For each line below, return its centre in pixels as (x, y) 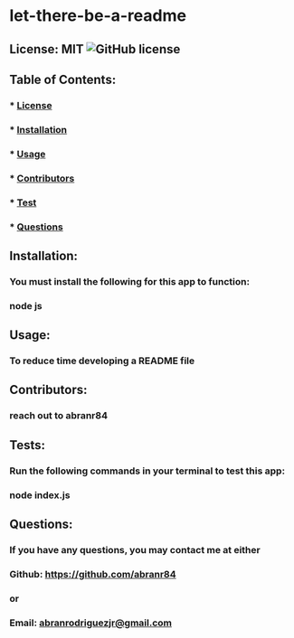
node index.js (40, 495)
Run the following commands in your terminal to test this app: (147, 471)
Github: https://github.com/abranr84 (93, 574)
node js (26, 305)
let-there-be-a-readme (98, 16)
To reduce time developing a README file (102, 361)
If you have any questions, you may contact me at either (135, 549)
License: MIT (47, 49)
